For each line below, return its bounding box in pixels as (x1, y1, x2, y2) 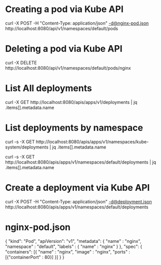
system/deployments (5, 144, 48, 150)
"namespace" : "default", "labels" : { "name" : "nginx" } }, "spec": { (5, 243, 142, 249)
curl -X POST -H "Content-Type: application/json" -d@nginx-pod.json (5, 20, 149, 26)
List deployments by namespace (5, 122, 143, 134)
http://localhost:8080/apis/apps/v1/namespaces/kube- (35, 139, 149, 145)
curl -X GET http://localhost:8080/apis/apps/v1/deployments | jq (5, 99, 137, 105)
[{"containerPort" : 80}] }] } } (5, 254, 65, 260)
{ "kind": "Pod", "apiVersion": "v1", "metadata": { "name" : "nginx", (5, 238, 141, 244)
